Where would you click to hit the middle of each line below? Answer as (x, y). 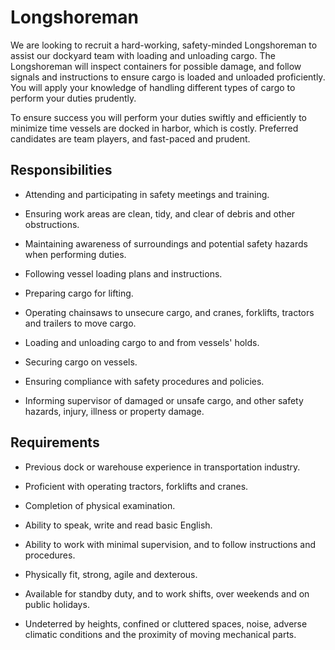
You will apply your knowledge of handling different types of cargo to (153, 87)
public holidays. (57, 604)
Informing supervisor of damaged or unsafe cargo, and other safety (164, 400)
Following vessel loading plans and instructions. (123, 273)
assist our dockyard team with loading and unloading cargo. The (143, 55)
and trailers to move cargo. (80, 323)
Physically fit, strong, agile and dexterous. (111, 574)
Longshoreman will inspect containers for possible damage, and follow (156, 66)
